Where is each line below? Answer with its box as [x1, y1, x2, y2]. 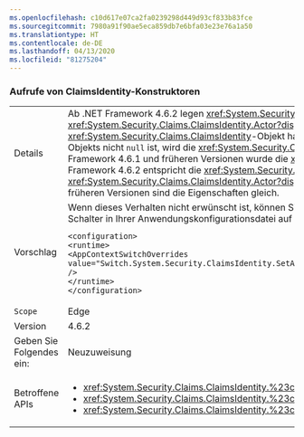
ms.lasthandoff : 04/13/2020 [9, 47, 116, 56]
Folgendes [14, 346, 59, 358]
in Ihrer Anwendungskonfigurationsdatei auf [105, 213, 292, 225]
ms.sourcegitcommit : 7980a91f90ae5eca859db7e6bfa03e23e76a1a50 [9, 22, 253, 31]
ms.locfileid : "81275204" [9, 55, 107, 64]
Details [14, 147, 43, 159]
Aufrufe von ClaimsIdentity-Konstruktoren [9, 85, 201, 98]
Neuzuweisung [67, 346, 132, 358]
